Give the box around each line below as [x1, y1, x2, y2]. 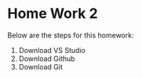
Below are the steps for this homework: [7, 30, 134, 40]
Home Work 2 [7, 5, 99, 23]
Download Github [18, 54, 75, 63]
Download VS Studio [18, 45, 86, 55]
